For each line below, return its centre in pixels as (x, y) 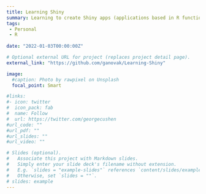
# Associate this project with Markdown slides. (72, 159)
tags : (13, 23)
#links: (16, 96)
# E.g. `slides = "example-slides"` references (71, 170)
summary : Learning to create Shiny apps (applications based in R (93, 18)
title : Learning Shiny (35, 12)
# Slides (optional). (34, 153)
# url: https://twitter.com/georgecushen (61, 119)
